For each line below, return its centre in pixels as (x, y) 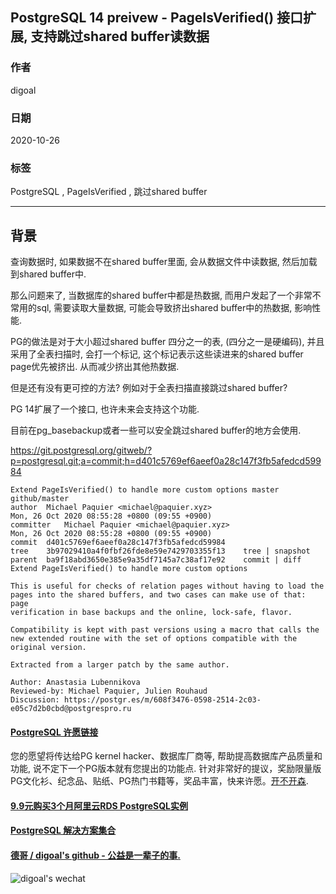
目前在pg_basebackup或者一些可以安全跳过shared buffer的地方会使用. (156, 430)
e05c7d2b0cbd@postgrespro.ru (71, 709)
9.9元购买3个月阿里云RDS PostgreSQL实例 (99, 805)
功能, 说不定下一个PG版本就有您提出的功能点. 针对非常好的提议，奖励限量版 (166, 769)
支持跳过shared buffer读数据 (120, 36)
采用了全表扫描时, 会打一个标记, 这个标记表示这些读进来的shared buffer (157, 354)
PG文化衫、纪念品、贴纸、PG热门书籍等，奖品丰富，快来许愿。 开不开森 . (159, 781)
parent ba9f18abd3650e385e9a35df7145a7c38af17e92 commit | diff (156, 560)
